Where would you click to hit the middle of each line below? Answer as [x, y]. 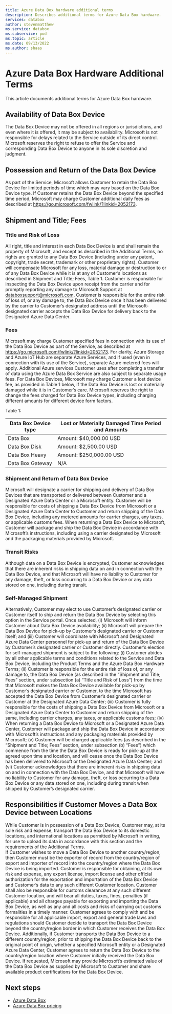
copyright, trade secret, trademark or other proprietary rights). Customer [82, 262]
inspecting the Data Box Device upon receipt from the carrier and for [78, 284]
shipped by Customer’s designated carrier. [50, 789]
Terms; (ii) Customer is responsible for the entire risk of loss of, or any [79, 669]
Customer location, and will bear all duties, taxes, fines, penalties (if [77, 895]
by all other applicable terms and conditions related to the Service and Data [85, 658]
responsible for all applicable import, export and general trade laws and [81, 917]
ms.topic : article [25, 39]
